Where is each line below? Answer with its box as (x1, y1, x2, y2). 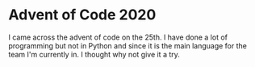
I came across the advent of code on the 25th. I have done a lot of (8, 32, 228, 42)
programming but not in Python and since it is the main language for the (8, 40, 248, 50)
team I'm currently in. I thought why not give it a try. (8, 49, 180, 59)
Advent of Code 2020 (8, 6, 157, 24)
